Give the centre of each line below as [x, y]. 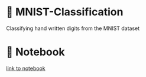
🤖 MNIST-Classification [65, 12]
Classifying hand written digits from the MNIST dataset [73, 28]
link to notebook [26, 68]
